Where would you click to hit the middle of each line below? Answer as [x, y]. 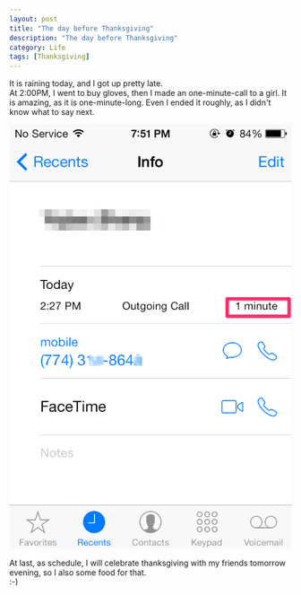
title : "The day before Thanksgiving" [82, 28]
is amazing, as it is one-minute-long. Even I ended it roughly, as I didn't [140, 102]
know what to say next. [52, 112]
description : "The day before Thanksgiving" [94, 38]
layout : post [34, 19]
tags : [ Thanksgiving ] [50, 57]
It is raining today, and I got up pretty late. [86, 83]
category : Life [38, 48]
